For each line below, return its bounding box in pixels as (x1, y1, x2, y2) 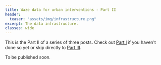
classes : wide (5, 26, 35, 31)
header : (5, 12, 21, 17)
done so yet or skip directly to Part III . (5, 45, 82, 51)
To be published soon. (5, 54, 51, 60)
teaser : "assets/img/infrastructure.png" (9, 16, 97, 21)
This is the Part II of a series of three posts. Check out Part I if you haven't (5, 39, 156, 45)
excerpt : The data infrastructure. (5, 21, 79, 26)
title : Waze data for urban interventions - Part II (5, 7, 116, 12)
